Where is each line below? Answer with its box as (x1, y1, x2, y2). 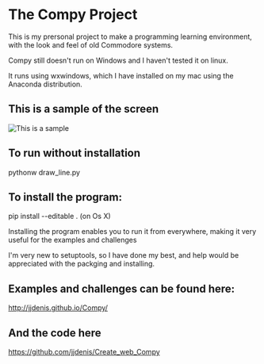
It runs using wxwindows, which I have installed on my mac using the (8, 71, 234, 80)
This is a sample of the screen (8, 102, 159, 116)
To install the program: (8, 190, 123, 204)
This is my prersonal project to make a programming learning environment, (8, 32, 252, 41)
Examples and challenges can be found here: (8, 282, 235, 295)
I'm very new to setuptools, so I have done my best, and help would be (8, 251, 239, 260)
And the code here (8, 326, 101, 339)
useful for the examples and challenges (8, 236, 137, 245)
